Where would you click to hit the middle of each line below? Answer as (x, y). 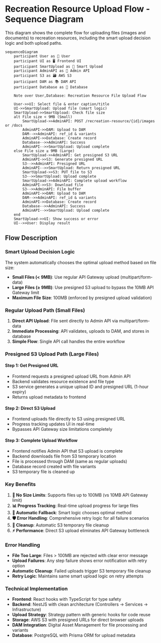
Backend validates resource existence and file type (63, 382)
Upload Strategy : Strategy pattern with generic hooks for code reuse (81, 615)
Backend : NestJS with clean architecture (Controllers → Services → (80, 604)
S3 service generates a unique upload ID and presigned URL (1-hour (80, 387)
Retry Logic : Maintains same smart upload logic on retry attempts (78, 576)
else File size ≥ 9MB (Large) (44, 151)
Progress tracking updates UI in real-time (53, 424)
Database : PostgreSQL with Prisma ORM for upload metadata (74, 635)
